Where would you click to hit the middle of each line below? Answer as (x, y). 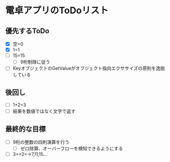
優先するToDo (27, 31)
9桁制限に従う (35, 62)
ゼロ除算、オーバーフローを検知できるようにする (72, 149)
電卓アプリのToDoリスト (57, 10)
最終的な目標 (26, 129)
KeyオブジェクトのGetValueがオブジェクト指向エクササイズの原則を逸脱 (89, 68)
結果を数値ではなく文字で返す (44, 111)
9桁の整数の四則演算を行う (41, 142)
